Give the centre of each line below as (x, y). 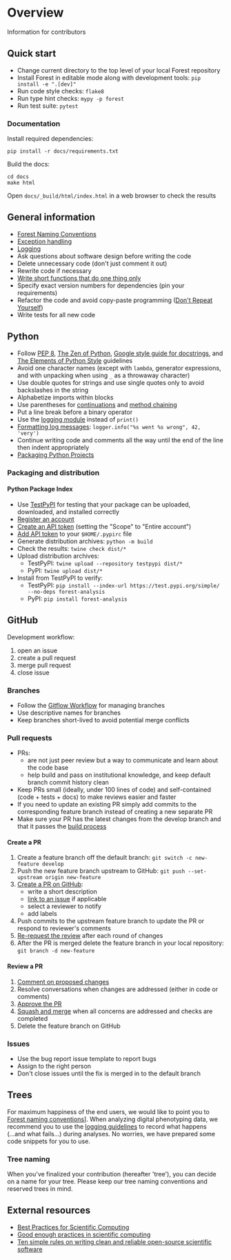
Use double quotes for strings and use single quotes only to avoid (111, 382)
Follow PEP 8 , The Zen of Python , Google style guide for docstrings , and (120, 353)
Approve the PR (39, 1004)
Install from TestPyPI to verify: (60, 578)
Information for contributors (47, 32)
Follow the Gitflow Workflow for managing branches (91, 705)
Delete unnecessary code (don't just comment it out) (92, 263)
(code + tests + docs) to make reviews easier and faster (97, 797)
